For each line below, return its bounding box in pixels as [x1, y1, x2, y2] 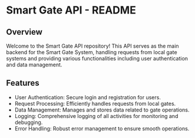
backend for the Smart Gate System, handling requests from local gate [6, 49, 178, 56]
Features [6, 78, 39, 88]
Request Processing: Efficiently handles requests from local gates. [14, 100, 176, 107]
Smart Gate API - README [6, 4, 137, 17]
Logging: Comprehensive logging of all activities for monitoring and [14, 112, 179, 119]
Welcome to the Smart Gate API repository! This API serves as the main [6, 42, 179, 49]
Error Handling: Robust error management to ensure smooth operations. [14, 124, 190, 132]
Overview [6, 27, 43, 37]
